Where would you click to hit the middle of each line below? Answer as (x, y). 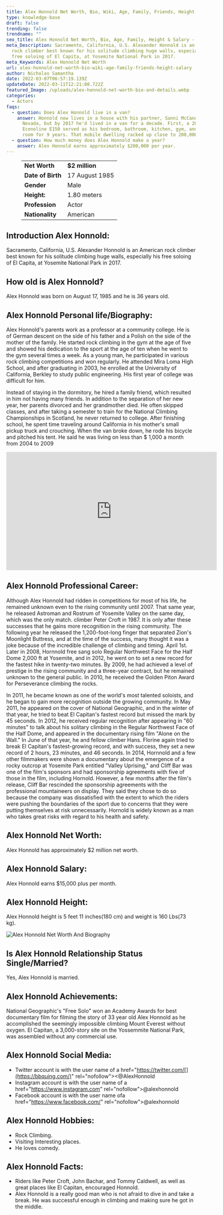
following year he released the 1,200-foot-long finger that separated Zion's (99, 632)
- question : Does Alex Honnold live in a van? (71, 112)
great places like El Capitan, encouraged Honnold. (77, 1187)
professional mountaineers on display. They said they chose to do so (91, 791)
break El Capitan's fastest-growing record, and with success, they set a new (101, 746)
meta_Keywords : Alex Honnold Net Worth (56, 62)
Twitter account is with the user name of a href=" (76, 1070)
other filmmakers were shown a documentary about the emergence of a (95, 759)
